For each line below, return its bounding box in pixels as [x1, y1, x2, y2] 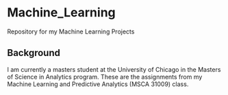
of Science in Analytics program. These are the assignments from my [7, 72, 203, 81]
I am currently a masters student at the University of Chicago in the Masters [7, 65, 221, 73]
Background [7, 47, 60, 59]
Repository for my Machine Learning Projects [7, 27, 135, 36]
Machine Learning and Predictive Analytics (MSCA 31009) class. [7, 80, 189, 88]
